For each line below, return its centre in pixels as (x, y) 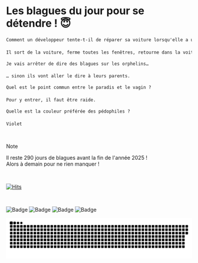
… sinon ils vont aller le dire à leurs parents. (68, 76)
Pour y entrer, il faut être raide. (51, 100)
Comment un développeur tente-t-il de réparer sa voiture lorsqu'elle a (97, 40)
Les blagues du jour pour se (75, 11)
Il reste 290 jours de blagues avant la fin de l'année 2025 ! (77, 158)
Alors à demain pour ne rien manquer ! (53, 164)
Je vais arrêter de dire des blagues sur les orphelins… (77, 64)
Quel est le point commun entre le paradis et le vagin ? (79, 88)
